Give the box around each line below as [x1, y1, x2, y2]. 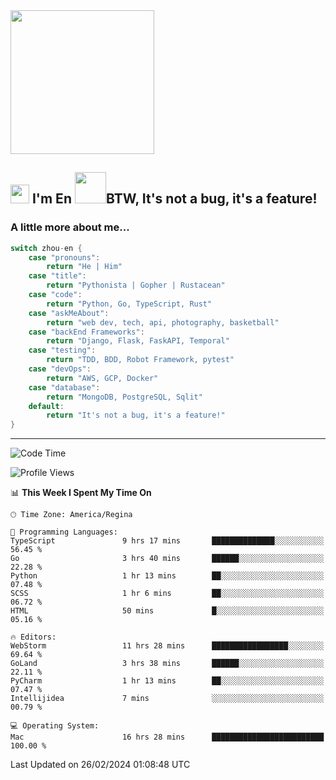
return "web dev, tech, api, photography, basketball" [46, 317, 280, 328]
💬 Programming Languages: [10, 527, 118, 538]
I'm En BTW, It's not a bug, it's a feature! [31, 190, 318, 208]
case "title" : [28, 271, 87, 281]
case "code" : [28, 290, 83, 300]
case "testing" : [28, 345, 97, 356]
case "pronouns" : [28, 252, 101, 263]
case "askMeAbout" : [28, 308, 110, 318]
